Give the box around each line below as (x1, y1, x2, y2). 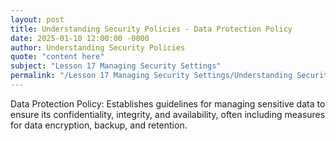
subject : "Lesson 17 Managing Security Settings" (10, 61, 222, 71)
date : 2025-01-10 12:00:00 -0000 (10, 33, 150, 43)
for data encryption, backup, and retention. (10, 119, 188, 131)
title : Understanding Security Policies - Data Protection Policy (10, 24, 293, 34)
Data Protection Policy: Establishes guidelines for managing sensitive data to (10, 97, 326, 110)
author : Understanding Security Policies (10, 42, 186, 53)
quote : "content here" (10, 52, 105, 62)
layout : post (10, 14, 65, 25)
